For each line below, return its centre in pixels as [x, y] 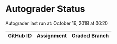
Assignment [52, 35]
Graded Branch [90, 35]
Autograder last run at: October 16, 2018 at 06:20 [57, 23]
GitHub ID [20, 35]
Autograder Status [45, 9]
